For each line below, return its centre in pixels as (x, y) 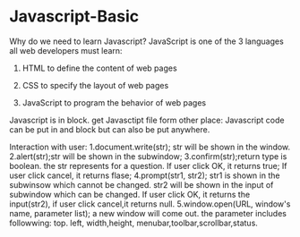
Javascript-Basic (74, 17)
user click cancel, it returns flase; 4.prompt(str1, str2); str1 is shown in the (145, 175)
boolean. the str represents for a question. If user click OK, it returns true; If (148, 165)
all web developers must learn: (66, 50)
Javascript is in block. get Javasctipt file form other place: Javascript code (147, 120)
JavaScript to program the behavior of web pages (114, 102)
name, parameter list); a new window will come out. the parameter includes (148, 213)
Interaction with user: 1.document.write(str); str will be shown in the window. (150, 147)
